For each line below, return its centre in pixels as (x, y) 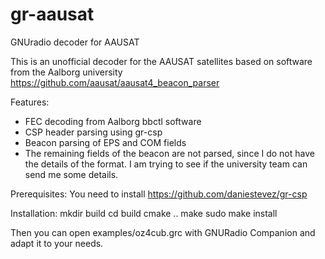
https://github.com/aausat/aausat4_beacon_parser (115, 82)
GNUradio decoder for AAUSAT (75, 42)
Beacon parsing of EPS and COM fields (105, 142)
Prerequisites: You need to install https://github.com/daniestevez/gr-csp (159, 194)
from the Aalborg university (66, 72)
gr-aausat (52, 14)
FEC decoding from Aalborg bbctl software (113, 121)
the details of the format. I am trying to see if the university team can (166, 164)
